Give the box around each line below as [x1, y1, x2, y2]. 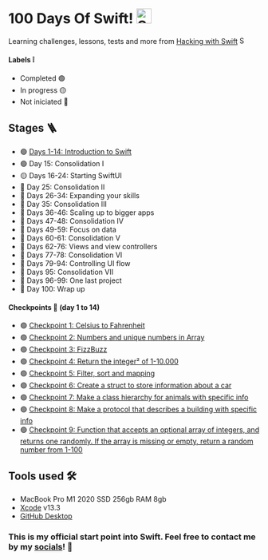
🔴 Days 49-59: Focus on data [19, 224, 117, 234]
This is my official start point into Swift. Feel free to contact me [8, 531, 257, 542]
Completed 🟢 [19, 73, 65, 83]
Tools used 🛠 [8, 469, 77, 483]
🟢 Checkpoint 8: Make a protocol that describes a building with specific [19, 404, 258, 415]
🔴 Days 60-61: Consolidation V [19, 232, 121, 243]
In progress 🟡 [19, 85, 67, 95]
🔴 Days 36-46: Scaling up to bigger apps [19, 208, 155, 217]
